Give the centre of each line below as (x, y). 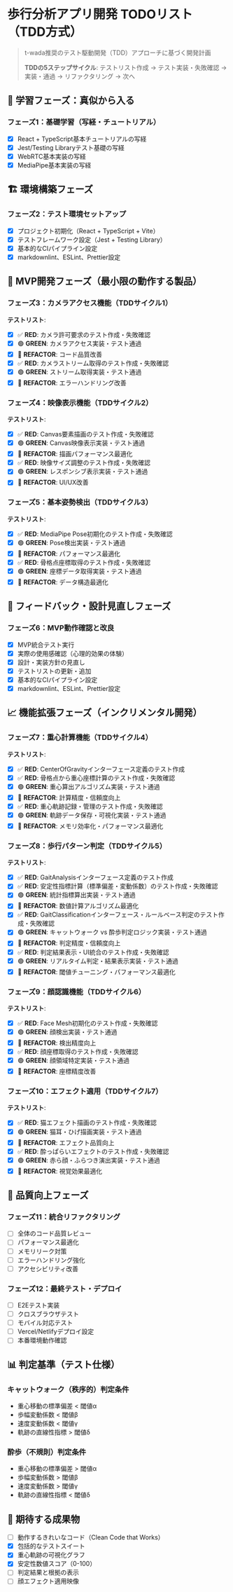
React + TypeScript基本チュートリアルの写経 (82, 139)
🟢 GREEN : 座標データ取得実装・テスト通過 (79, 571)
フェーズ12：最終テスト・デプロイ (65, 1289)
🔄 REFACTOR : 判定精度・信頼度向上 (69, 943)
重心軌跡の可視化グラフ (51, 1555)
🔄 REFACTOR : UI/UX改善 (53, 482)
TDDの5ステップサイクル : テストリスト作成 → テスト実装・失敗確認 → (126, 67)
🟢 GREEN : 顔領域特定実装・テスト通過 (73, 1061)
